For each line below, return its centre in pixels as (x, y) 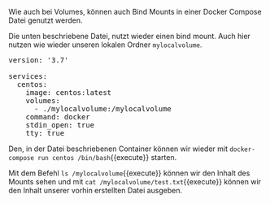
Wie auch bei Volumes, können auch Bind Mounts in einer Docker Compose (135, 12)
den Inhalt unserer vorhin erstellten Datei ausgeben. (96, 190)
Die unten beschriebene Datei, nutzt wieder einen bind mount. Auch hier (129, 36)
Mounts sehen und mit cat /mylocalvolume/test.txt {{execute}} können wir (135, 181)
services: (28, 76)
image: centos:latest (69, 93)
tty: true (45, 133)
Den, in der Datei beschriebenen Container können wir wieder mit (118, 149)
